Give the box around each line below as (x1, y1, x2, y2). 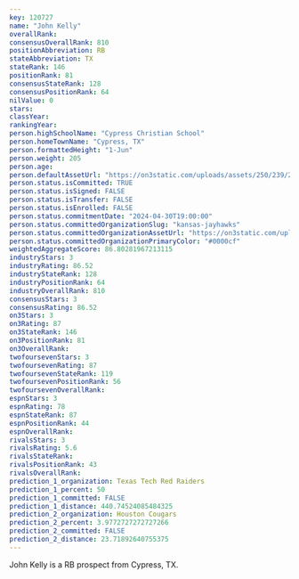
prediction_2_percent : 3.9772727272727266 (9, 518, 169, 527)
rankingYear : (9, 121, 58, 130)
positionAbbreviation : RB (9, 46, 105, 55)
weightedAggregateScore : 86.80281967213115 (9, 245, 174, 254)
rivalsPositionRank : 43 (9, 461, 98, 469)
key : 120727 (9, 12, 53, 22)
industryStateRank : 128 (9, 270, 98, 279)
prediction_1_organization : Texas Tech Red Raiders (9, 477, 205, 485)
